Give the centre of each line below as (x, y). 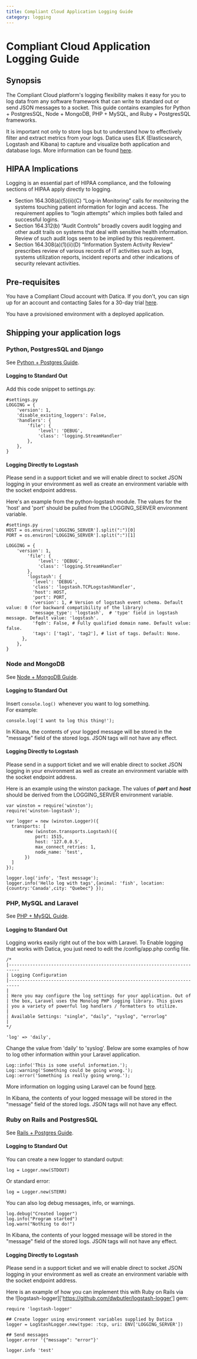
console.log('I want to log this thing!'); (60, 721)
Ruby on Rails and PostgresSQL (52, 1120)
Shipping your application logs (63, 332)
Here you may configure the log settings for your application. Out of (101, 996)
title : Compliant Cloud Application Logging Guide (70, 12)
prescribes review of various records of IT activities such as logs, (94, 251)
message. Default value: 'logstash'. (52, 618)
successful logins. (37, 220)
